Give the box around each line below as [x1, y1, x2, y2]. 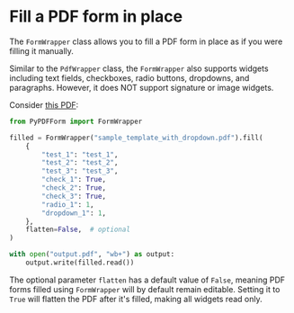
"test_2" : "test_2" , [41, 158, 119, 167]
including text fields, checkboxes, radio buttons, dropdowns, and [9, 72, 250, 83]
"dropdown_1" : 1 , [41, 209, 106, 218]
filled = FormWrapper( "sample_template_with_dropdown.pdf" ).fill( [9, 133, 263, 142]
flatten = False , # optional [25, 225, 130, 235]
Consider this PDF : [9, 99, 79, 110]
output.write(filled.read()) [25, 258, 135, 267]
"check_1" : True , [41, 175, 106, 184]
